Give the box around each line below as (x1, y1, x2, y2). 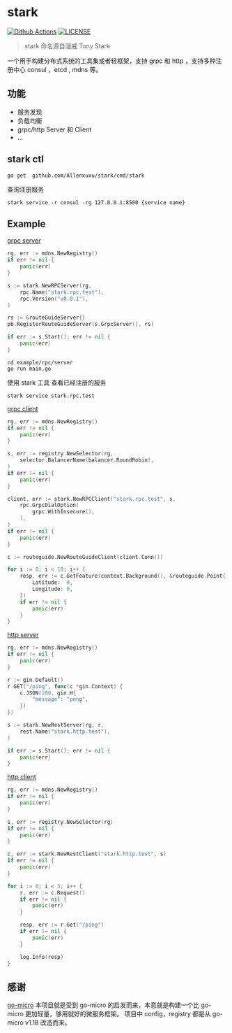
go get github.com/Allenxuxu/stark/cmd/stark (7, 172, 145, 179)
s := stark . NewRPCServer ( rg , (7, 282, 92, 289)
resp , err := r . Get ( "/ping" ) (20, 921, 105, 929)
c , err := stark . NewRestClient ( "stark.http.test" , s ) (7, 850, 167, 857)
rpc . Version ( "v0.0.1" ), (20, 295, 89, 302)
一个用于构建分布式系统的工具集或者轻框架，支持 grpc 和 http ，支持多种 (7, 57, 216, 65)
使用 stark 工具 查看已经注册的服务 (7, 378, 107, 387)
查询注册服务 (7, 185, 44, 193)
